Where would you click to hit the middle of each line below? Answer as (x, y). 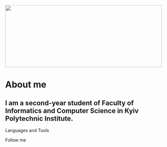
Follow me (16, 140)
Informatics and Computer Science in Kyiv (72, 110)
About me (26, 85)
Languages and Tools (27, 130)
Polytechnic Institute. (39, 118)
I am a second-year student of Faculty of (70, 103)
